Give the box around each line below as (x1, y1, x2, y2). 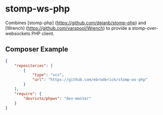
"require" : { (14, 91, 42, 96)
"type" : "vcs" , (32, 73, 65, 78)
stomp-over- (132, 25, 158, 31)
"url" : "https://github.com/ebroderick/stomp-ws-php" (32, 77, 148, 82)
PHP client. (31, 30, 55, 36)
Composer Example (5, 45, 69, 53)
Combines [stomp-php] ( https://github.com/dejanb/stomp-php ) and (5, 20, 146, 26)
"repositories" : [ (14, 63, 53, 68)
